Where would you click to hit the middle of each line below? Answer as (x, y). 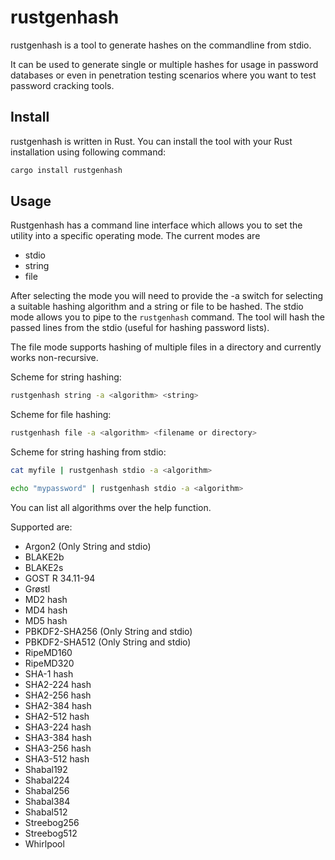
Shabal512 (46, 812)
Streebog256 (52, 822)
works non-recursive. (54, 358)
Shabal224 (47, 780)
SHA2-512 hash (57, 716)
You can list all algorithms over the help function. (111, 507)
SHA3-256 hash (58, 748)
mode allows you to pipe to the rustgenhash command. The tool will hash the (167, 317)
